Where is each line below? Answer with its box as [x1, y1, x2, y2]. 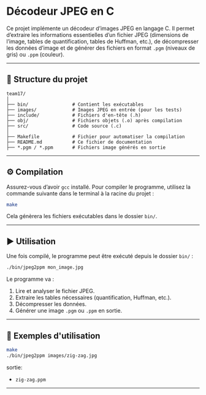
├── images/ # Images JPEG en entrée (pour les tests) [6, 106, 183, 113]
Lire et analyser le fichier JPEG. [15, 287, 95, 295]
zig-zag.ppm [15, 377, 46, 383]
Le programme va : [6, 275, 54, 283]
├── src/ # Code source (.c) [6, 123, 122, 129]
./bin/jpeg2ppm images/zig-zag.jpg [6, 352, 97, 359]
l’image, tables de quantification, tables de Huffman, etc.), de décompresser [6, 37, 199, 45]
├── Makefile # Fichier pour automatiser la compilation [6, 133, 185, 139]
